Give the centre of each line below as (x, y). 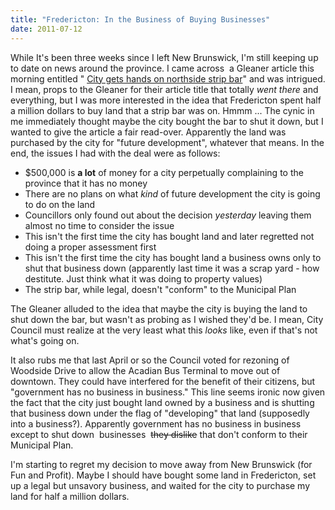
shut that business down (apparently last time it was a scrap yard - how (172, 268)
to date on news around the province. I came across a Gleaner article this (162, 68)
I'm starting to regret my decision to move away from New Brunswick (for (161, 464)
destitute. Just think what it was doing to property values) (143, 278)
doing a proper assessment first (90, 247)
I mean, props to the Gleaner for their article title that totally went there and (164, 89)
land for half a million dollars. (70, 496)
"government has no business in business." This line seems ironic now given (168, 392)
